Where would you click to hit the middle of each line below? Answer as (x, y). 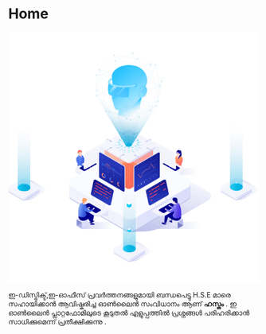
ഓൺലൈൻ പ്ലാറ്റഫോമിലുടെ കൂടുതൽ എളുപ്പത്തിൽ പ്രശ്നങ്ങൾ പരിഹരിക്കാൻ (129, 313)
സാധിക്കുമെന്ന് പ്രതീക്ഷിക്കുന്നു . (57, 321)
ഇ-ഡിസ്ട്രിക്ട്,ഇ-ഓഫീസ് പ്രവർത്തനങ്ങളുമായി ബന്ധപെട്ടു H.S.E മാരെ (119, 294)
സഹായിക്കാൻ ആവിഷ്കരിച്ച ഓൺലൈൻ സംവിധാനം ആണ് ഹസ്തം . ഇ (123, 304)
